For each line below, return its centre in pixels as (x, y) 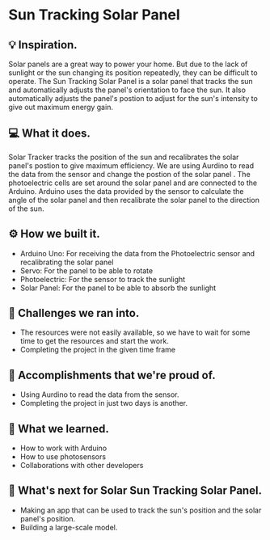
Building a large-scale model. (69, 527)
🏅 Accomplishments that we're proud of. (112, 375)
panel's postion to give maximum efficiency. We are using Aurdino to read (131, 165)
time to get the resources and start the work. (95, 341)
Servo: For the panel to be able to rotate (86, 270)
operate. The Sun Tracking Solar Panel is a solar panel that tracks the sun (131, 81)
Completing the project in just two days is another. (104, 403)
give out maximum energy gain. (61, 107)
